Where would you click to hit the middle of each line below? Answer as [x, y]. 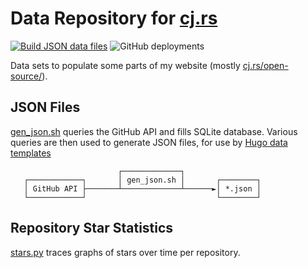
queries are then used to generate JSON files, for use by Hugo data [149, 142]
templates [31, 153]
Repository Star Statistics [92, 228]
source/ [26, 76]
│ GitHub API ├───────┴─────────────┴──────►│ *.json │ [142, 188]
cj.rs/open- [265, 65]
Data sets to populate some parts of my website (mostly [125, 65]
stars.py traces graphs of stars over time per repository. [125, 252]
